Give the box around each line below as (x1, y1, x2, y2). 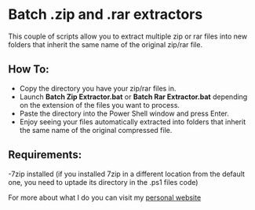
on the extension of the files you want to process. (19, 100, 180, 109)
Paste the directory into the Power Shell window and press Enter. (19, 109, 229, 118)
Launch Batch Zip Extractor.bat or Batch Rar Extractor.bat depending (19, 92, 248, 101)
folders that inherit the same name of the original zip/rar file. (8, 39, 202, 49)
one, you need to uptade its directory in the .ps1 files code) (8, 177, 199, 186)
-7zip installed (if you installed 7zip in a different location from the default (8, 169, 246, 179)
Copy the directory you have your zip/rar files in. (19, 83, 177, 93)
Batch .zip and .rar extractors (8, 6, 203, 24)
